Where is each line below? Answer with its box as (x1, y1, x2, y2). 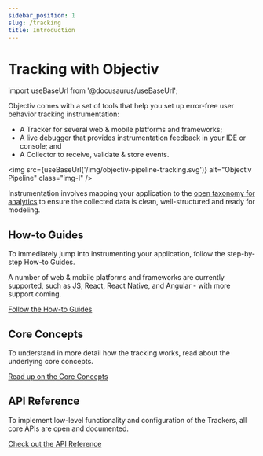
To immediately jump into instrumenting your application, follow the (8, 249, 225, 259)
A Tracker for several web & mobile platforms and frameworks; (19, 125, 223, 134)
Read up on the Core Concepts (8, 371, 108, 381)
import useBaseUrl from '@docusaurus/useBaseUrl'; (8, 86, 178, 95)
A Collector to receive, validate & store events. (19, 150, 170, 160)
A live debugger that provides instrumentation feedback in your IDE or (19, 133, 247, 142)
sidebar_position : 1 (8, 11, 76, 20)
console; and (19, 142, 62, 151)
